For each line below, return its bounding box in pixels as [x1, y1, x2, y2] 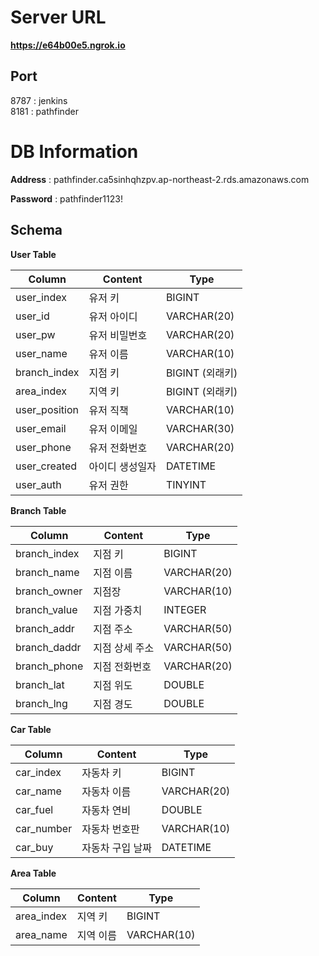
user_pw [15, 327, 56, 341]
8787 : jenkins [10, 94, 68, 106]
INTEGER [163, 602, 207, 616]
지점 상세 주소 [93, 641, 155, 655]
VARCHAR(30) [165, 421, 235, 435]
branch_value [15, 602, 78, 616]
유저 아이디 [88, 309, 138, 323]
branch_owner [15, 584, 83, 598]
